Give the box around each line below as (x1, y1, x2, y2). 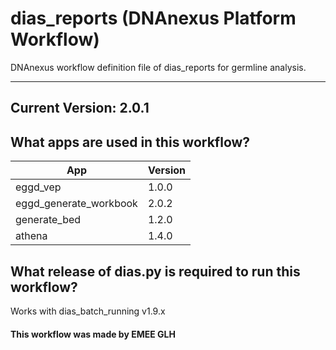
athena (15, 229, 48, 243)
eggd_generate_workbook (15, 197, 138, 211)
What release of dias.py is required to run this (10, 263, 301, 280)
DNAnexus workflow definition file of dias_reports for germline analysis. (10, 61, 307, 73)
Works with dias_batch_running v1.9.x (10, 305, 166, 317)
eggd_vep (15, 180, 62, 194)
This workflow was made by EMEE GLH (10, 328, 176, 340)
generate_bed (15, 213, 82, 227)
